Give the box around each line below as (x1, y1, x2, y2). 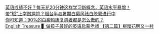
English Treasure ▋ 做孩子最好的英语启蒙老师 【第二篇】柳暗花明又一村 (5, 23, 154, 29)
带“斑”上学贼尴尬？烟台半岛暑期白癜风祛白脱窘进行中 (5, 10, 116, 16)
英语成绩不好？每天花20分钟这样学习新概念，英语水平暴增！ (5, 4, 131, 10)
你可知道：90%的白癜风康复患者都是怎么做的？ (5, 17, 104, 22)
